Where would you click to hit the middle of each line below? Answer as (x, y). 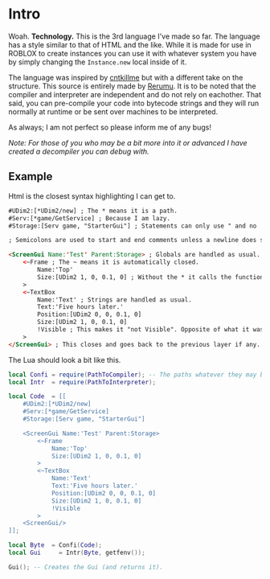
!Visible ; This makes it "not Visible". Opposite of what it (143, 330)
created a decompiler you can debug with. (79, 151)
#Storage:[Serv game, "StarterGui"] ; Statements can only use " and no (133, 226)
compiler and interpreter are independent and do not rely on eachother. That (135, 94)
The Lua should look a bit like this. (65, 359)
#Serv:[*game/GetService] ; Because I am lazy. (90, 218)
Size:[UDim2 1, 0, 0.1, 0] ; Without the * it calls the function (151, 277)
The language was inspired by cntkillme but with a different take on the (126, 77)
